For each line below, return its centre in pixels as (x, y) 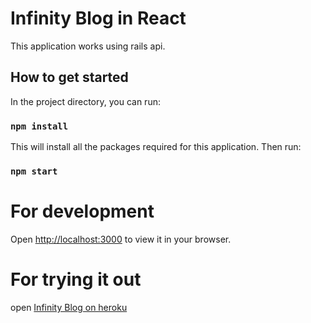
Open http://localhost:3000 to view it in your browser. (121, 239)
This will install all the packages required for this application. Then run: (156, 147)
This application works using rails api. (88, 46)
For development (82, 211)
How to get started (69, 77)
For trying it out (76, 279)
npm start (34, 171)
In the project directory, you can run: (85, 101)
